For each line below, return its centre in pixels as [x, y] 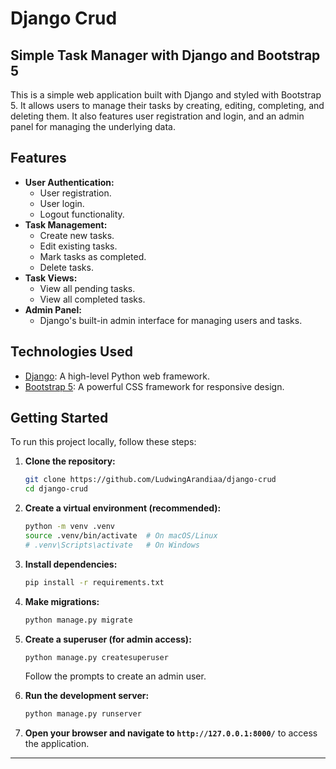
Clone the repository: [70, 461]
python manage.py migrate [78, 620]
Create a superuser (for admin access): [108, 639]
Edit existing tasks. [78, 246]
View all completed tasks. [92, 299]
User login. [62, 203]
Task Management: [66, 224]
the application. [57, 744]
